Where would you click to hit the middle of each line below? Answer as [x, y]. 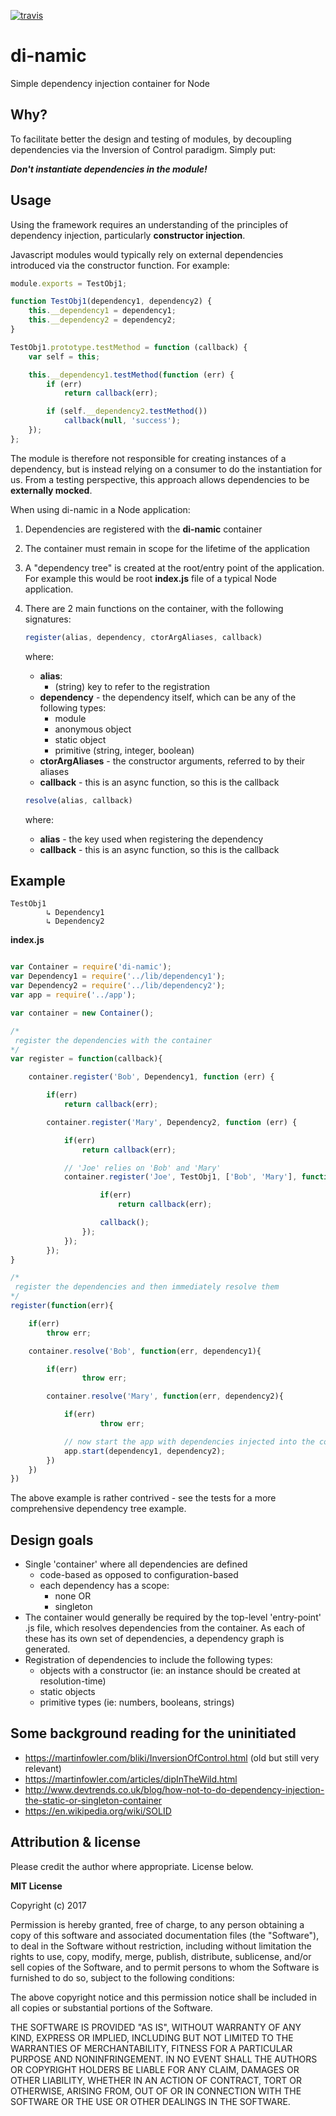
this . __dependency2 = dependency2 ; [102, 320]
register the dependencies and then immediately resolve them [147, 1287]
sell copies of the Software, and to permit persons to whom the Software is [165, 1967]
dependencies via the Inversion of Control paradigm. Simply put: [143, 149]
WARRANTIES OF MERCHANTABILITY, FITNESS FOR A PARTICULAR [151, 2048]
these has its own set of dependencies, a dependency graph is [154, 1639]
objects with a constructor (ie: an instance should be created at [170, 1671]
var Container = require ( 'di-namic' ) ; [91, 967]
